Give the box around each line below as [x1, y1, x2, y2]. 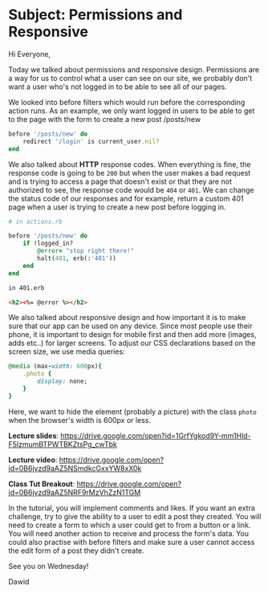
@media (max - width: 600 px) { [8, 363, 103, 371]
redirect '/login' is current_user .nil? [22, 137, 160, 145]
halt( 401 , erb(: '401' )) [37, 254, 116, 262]
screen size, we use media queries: [8, 347, 126, 356]
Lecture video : [8, 455, 58, 465]
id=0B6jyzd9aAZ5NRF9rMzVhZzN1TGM [8, 487, 141, 497]
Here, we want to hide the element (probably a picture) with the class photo [8, 407, 257, 416]
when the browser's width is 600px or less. [8, 415, 151, 424]
